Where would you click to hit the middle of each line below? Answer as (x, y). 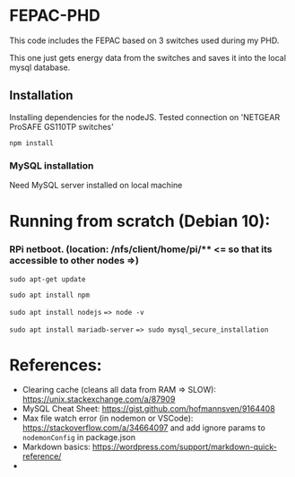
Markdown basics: (56, 447)
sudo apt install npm (50, 295)
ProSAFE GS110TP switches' (61, 126)
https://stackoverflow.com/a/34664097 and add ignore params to (144, 428)
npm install (31, 143)
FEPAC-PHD (55, 16)
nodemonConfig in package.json (79, 438)
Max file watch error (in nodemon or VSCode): (108, 419)
